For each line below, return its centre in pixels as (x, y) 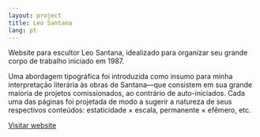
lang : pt (23, 30)
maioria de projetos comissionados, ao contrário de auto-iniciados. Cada (126, 93)
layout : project (35, 15)
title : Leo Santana (40, 23)
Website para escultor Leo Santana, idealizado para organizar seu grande (128, 53)
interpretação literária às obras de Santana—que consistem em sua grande (130, 85)
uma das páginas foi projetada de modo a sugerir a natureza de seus (120, 102)
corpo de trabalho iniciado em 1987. (66, 61)
